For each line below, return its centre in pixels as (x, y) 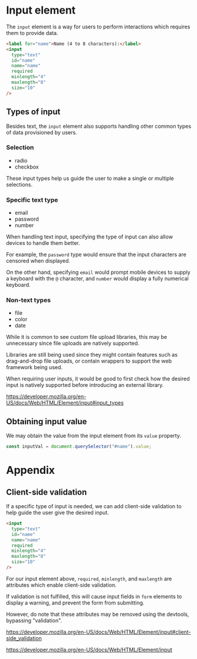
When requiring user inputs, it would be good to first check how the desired (98, 379)
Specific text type (32, 200)
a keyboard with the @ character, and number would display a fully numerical (97, 279)
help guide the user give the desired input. (58, 513)
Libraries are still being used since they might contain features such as (92, 355)
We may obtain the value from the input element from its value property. (94, 436)
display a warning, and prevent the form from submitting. (75, 603)
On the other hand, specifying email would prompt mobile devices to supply (98, 272)
